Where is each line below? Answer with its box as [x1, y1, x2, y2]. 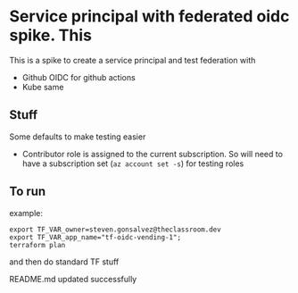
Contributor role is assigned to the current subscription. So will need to [21, 148, 284, 159]
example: [9, 207, 43, 218]
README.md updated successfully [9, 273, 137, 284]
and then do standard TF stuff [9, 256, 120, 267]
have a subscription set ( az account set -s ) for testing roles [21, 158, 244, 169]
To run [9, 184, 46, 199]
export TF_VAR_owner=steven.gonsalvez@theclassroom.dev [9, 225, 221, 234]
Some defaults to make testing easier [9, 131, 146, 142]
